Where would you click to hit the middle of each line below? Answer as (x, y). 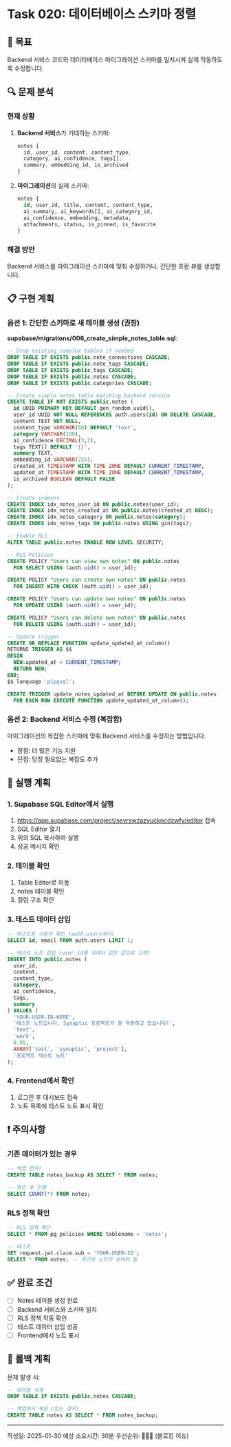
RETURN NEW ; (31, 669)
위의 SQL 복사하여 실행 (48, 838)
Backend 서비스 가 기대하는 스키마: (64, 132)
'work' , (24, 1036)
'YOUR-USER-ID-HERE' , (44, 1017)
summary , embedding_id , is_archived (76, 165)
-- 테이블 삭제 (25, 1390)
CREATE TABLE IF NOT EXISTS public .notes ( (70, 402)
